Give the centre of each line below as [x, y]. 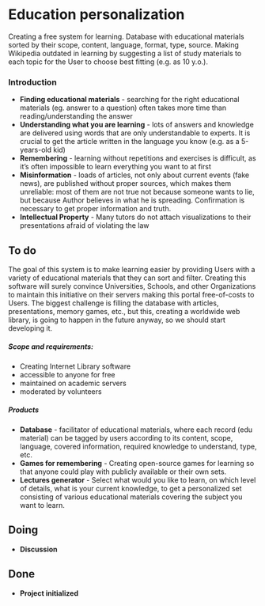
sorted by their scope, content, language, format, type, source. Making [124, 44]
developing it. [30, 328]
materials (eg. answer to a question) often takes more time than [123, 108]
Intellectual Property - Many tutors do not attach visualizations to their [135, 217]
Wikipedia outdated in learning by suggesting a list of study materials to [125, 53]
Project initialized [49, 593]
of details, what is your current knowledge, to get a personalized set [131, 488]
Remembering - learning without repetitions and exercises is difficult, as [138, 158]
